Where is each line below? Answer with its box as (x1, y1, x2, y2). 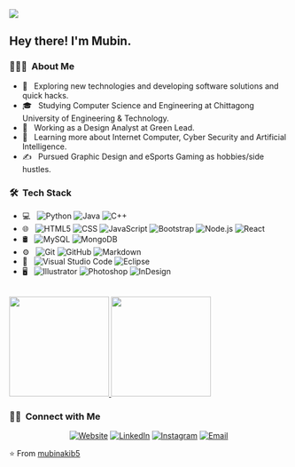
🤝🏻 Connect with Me (9, 410, 101, 423)
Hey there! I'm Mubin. (9, 34, 132, 49)
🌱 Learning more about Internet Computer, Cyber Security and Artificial (21, 131, 286, 142)
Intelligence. (21, 141, 67, 152)
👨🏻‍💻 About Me (9, 60, 75, 73)
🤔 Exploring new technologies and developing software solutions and (21, 80, 279, 91)
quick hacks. (21, 90, 69, 100)
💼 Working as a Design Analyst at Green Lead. (21, 122, 195, 132)
